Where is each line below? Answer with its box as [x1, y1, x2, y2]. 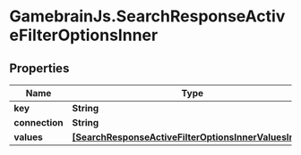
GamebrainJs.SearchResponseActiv [9, 6, 286, 27]
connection [13, 117, 64, 128]
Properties [9, 61, 70, 76]
